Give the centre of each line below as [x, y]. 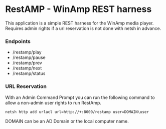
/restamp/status [29, 73]
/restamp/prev [27, 63]
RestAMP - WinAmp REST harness [78, 9]
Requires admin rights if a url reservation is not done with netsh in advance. [83, 28]
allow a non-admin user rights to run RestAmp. [53, 102]
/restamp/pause [29, 57]
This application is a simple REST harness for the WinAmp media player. [79, 23]
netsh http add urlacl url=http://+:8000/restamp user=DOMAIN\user [77, 112]
